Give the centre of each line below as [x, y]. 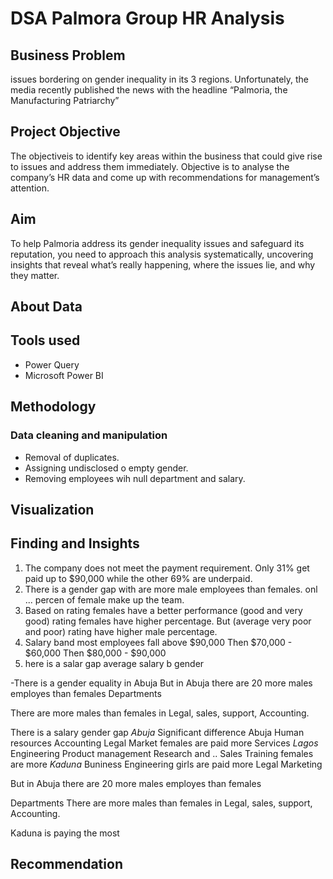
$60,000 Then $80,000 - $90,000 [95, 653]
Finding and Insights [75, 543]
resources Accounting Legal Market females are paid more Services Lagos [164, 743]
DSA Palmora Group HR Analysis [147, 18]
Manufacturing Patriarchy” [65, 100]
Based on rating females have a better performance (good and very [163, 610]
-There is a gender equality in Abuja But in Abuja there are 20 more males [161, 683]
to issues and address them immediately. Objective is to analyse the [150, 166]
